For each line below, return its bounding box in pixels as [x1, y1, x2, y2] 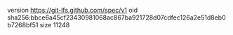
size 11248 [39, 21, 70, 29]
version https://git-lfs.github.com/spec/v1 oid [7, 6, 138, 14]
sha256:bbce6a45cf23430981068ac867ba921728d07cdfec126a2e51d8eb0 [7, 13, 226, 22]
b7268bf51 [7, 21, 39, 29]
